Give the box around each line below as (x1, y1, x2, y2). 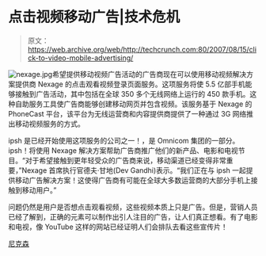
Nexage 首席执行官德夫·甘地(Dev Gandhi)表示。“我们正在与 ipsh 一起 (21, 165, 247, 175)
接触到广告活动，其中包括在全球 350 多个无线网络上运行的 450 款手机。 (14, 89, 250, 98)
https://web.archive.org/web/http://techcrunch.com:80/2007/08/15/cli (27, 44, 257, 54)
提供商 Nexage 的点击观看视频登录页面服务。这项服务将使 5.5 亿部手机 (14, 79, 245, 89)
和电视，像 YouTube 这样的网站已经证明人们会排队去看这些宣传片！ (8, 222, 228, 231)
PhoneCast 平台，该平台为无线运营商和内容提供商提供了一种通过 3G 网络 (8, 109, 247, 118)
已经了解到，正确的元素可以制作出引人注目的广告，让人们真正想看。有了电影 (8, 212, 258, 221)
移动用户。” (21, 185, 57, 195)
